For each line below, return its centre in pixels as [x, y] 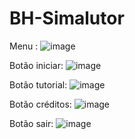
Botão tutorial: [38, 84]
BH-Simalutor [67, 18]
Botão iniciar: [36, 65]
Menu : [24, 46]
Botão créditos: [40, 104]
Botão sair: [31, 123]
